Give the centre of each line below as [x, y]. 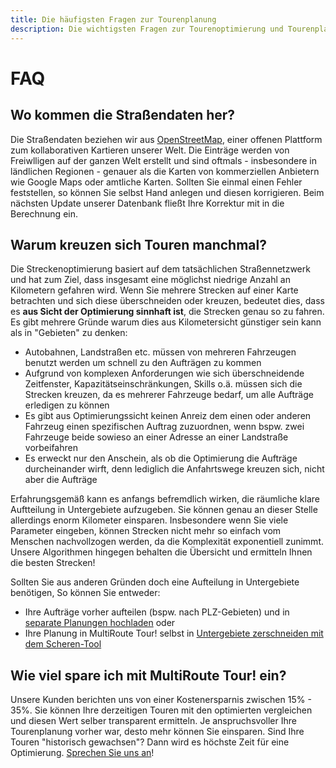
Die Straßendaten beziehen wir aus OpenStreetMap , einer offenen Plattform [166, 139]
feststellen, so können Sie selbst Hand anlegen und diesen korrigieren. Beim [167, 192]
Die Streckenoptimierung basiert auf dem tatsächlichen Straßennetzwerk [160, 269]
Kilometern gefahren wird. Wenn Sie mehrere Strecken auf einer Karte [154, 290]
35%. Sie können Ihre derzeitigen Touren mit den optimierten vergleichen [161, 710]
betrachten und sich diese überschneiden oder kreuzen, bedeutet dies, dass [167, 301]
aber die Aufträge [61, 480]
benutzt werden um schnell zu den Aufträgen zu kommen [143, 363]
